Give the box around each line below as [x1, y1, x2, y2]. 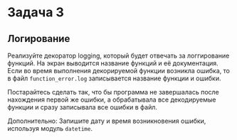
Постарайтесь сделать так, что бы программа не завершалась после [7, 88, 219, 96]
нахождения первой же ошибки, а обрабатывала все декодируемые [7, 95, 216, 104]
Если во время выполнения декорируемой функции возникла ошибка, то [7, 67, 230, 75]
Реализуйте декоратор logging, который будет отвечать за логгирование [7, 51, 230, 60]
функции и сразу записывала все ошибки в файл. [7, 103, 158, 111]
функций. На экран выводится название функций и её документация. [7, 59, 218, 68]
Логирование [7, 33, 70, 45]
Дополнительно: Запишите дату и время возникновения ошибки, [7, 117, 206, 125]
